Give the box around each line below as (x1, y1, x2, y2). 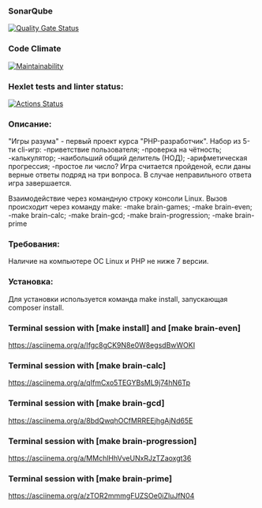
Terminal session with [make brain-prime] (8, 472, 172, 484)
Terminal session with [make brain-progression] (8, 435, 197, 446)
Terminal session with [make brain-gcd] (8, 397, 165, 408)
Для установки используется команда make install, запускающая (8, 294, 228, 303)
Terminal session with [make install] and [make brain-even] (8, 322, 241, 333)
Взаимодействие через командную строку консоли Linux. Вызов (8, 194, 227, 203)
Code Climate (8, 43, 62, 55)
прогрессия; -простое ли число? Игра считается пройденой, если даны (8, 162, 251, 171)
